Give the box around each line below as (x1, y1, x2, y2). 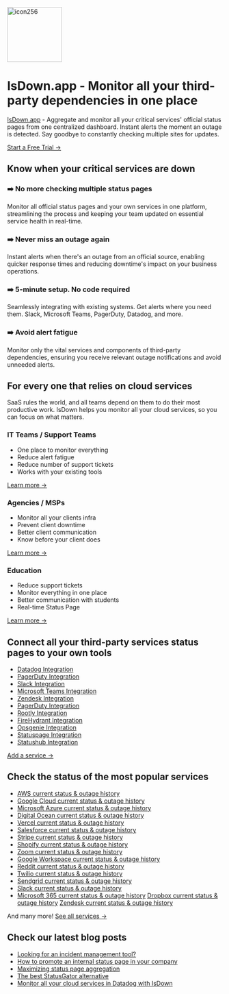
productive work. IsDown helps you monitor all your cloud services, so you (7, 406, 217, 414)
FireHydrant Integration (16, 716, 83, 725)
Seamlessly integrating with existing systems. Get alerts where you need (7, 303, 212, 311)
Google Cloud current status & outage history (16, 797, 145, 805)
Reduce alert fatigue (16, 452, 75, 461)
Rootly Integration (16, 709, 68, 717)
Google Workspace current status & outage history (16, 855, 161, 863)
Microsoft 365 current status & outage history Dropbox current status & (16, 891, 218, 899)
